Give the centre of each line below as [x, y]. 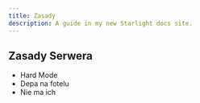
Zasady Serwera [50, 56]
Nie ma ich [38, 93]
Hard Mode [39, 75]
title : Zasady [32, 16]
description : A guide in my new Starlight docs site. [101, 23]
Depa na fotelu [45, 84]
